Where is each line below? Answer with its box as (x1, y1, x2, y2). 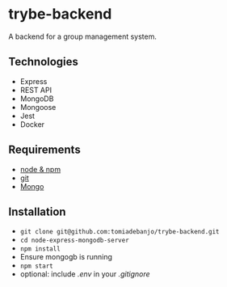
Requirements (8, 143, 81, 157)
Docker (19, 119, 45, 129)
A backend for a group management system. (8, 32, 158, 41)
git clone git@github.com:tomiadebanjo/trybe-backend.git (19, 228, 220, 236)
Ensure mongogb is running (19, 252, 113, 262)
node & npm (19, 164, 61, 174)
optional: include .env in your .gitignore (19, 269, 151, 279)
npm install (19, 245, 61, 253)
